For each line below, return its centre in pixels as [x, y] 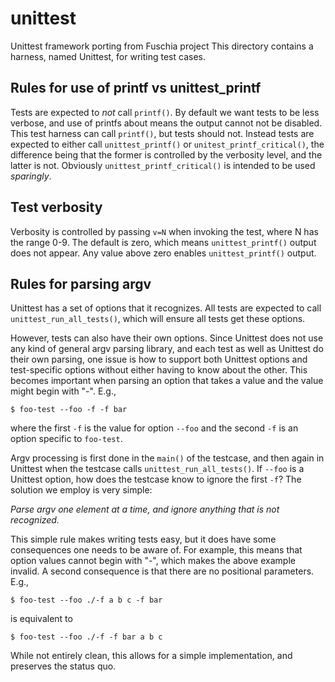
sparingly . [31, 176]
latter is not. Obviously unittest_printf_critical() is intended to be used [163, 165]
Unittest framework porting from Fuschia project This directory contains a [162, 46]
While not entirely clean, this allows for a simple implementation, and [151, 656]
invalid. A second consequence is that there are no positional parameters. [162, 571]
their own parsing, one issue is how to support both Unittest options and [159, 359]
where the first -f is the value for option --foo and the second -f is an [154, 428]
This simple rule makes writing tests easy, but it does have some [143, 539]
